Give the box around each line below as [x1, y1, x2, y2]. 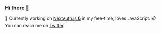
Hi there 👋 [5, 4, 30, 11]
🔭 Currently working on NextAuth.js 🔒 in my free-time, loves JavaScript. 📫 [5, 16, 156, 21]
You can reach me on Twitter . [5, 23, 65, 29]
